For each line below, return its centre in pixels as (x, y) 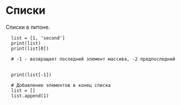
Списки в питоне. (28, 27)
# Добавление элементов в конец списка (61, 85)
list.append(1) (30, 96)
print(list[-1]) (31, 75)
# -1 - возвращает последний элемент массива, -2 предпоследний (93, 59)
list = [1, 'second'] (38, 38)
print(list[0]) (30, 49)
